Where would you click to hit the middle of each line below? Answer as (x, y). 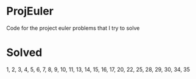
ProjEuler (30, 11)
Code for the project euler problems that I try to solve (73, 28)
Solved (24, 53)
